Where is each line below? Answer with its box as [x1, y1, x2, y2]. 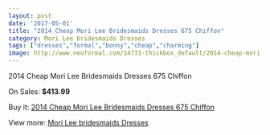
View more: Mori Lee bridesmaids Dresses [8, 118, 149, 127]
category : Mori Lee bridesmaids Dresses [8, 34, 146, 43]
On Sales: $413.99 [8, 87, 71, 96]
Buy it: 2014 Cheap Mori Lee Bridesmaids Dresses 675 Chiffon [8, 102, 215, 112]
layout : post [8, 11, 52, 20]
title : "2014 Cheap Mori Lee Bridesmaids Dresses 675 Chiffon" [8, 27, 225, 35]
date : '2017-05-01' [8, 19, 74, 27]
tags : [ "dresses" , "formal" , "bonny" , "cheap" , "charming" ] [8, 42, 199, 50]
